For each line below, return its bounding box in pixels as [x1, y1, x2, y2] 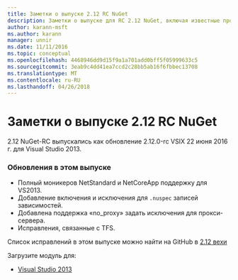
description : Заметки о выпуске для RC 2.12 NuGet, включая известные [7, 17, 220, 24]
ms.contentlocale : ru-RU [7, 76, 81, 84]
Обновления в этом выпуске [7, 163, 112, 173]
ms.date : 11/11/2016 [7, 43, 69, 50]
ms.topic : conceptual [7, 50, 72, 58]
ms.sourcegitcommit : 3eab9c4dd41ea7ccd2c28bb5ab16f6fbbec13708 [7, 63, 198, 70]
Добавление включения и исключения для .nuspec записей [17, 193, 198, 203]
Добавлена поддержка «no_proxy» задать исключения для [17, 209, 197, 217]
